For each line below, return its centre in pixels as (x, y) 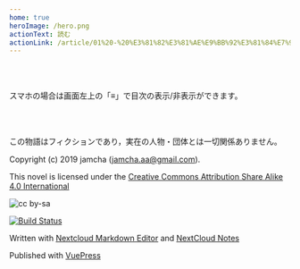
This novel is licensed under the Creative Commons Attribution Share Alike (146, 177)
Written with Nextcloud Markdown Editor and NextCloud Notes (124, 239)
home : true (29, 17)
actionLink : (31, 42)
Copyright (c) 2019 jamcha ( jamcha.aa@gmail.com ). (105, 160)
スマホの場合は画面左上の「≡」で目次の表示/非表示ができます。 (126, 96)
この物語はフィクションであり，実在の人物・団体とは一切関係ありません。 (146, 142)
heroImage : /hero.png (50, 26)
